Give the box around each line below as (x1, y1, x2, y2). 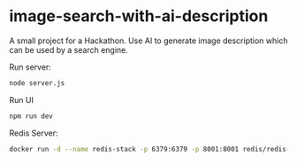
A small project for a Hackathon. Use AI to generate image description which (9, 35, 288, 46)
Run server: (9, 62, 51, 72)
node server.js (9, 78, 65, 87)
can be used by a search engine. (9, 44, 128, 55)
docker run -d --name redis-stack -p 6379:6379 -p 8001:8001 (9, 144, 240, 153)
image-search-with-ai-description (9, 6, 269, 26)
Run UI (9, 94, 34, 105)
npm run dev (9, 112, 53, 121)
